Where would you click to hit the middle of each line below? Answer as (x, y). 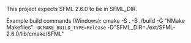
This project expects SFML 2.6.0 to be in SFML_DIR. (72, 9)
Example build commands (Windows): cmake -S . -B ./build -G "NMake (96, 21)
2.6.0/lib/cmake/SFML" (35, 34)
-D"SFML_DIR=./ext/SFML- (141, 27)
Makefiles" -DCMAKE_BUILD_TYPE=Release (56, 27)
